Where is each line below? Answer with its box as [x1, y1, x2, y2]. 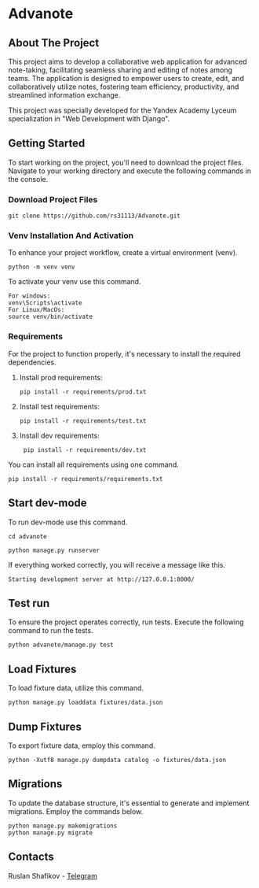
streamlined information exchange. [8, 91, 121, 99]
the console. [8, 174, 49, 183]
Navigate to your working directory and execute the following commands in [8, 166, 252, 176]
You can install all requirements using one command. [8, 460, 179, 469]
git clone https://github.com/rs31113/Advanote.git [8, 212, 181, 220]
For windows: [8, 292, 51, 300]
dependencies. [8, 357, 57, 367]
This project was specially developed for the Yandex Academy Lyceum [8, 105, 237, 115]
